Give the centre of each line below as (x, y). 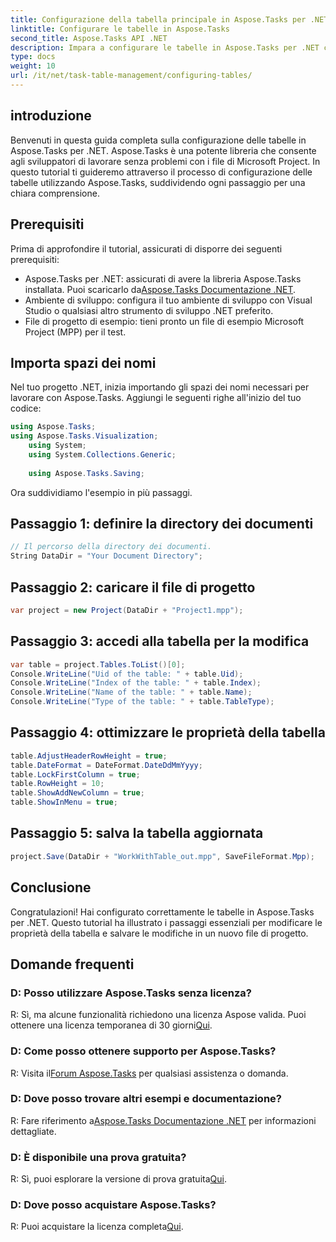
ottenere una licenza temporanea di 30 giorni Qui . (111, 1025)
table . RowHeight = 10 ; (57, 784)
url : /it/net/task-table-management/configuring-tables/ (131, 76)
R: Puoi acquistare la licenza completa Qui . (97, 1227)
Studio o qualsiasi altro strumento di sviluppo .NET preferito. (149, 310)
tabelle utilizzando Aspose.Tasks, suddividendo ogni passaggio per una (158, 182)
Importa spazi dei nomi (83, 362)
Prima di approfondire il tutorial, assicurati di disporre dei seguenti (146, 248)
